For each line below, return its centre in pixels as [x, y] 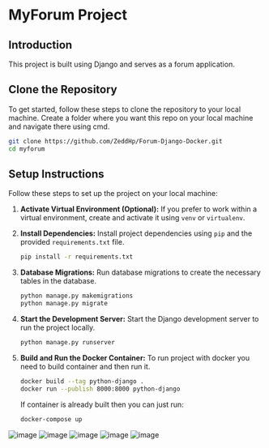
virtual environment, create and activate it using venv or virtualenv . [132, 218]
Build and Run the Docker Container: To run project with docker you [134, 357]
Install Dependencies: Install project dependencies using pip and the [136, 233]
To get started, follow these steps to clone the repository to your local [125, 109]
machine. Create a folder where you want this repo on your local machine [131, 117]
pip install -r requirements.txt [77, 257]
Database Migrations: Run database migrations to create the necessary [140, 272]
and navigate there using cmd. [59, 126]
